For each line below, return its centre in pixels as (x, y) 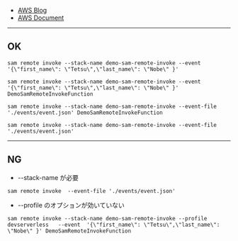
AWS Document (41, 18)
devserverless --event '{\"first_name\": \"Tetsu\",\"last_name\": (114, 225)
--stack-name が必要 (48, 177)
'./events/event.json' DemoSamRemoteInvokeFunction (85, 113)
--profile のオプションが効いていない (71, 205)
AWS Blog (32, 10)
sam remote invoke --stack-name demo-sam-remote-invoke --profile (107, 218)
